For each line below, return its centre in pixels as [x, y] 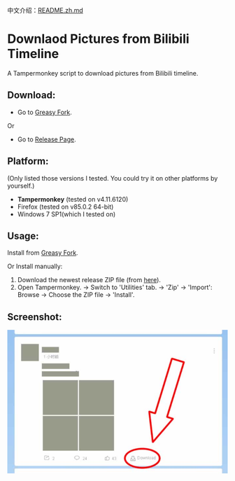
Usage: [23, 236]
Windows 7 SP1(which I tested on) [66, 214]
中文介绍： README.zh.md [45, 10]
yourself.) [21, 186]
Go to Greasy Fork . [44, 112]
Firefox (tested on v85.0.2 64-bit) [65, 207]
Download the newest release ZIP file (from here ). [89, 280]
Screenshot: [35, 317]
